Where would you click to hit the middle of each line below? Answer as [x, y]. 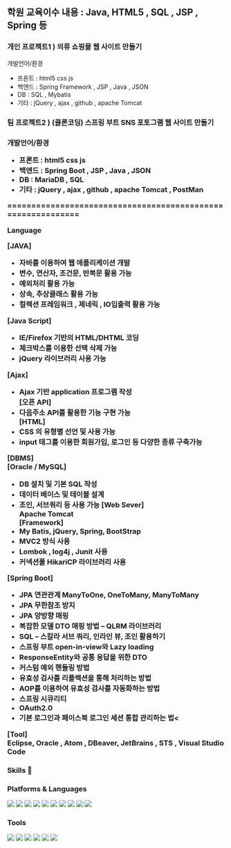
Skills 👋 [20, 770]
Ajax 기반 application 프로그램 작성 [76, 391]
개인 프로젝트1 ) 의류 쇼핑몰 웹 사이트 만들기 [75, 47]
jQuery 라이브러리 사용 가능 [63, 359]
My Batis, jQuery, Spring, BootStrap [80, 531]
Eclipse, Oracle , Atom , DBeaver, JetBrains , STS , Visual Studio [116, 743]
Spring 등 [27, 25]
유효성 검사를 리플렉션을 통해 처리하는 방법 [85, 678]
